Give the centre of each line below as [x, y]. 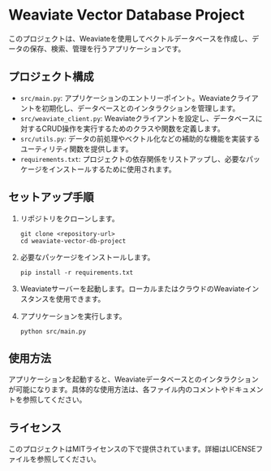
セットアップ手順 [51, 197]
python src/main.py [53, 331]
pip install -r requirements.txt [77, 273]
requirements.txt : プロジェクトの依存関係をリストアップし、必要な [133, 159]
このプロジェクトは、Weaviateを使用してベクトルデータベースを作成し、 [130, 38]
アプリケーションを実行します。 [73, 316]
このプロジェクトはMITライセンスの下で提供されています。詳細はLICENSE [132, 449]
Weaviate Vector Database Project [127, 15]
